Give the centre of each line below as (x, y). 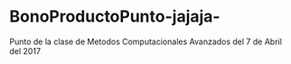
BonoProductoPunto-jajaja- (115, 17)
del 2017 (25, 50)
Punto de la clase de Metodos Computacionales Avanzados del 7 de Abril (146, 41)
